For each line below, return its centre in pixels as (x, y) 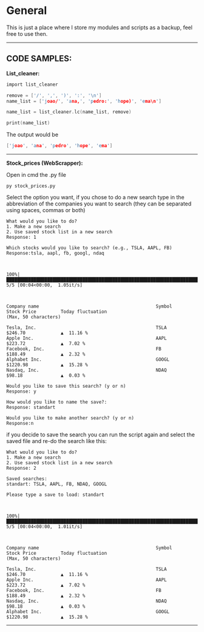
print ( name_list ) (28, 123)
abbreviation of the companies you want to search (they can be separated (99, 204)
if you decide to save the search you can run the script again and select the (101, 434)
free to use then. (27, 33)
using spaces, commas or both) (46, 210)
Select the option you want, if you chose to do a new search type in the (95, 197)
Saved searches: (27, 479)
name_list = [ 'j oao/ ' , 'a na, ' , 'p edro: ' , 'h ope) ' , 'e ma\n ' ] (84, 101)
